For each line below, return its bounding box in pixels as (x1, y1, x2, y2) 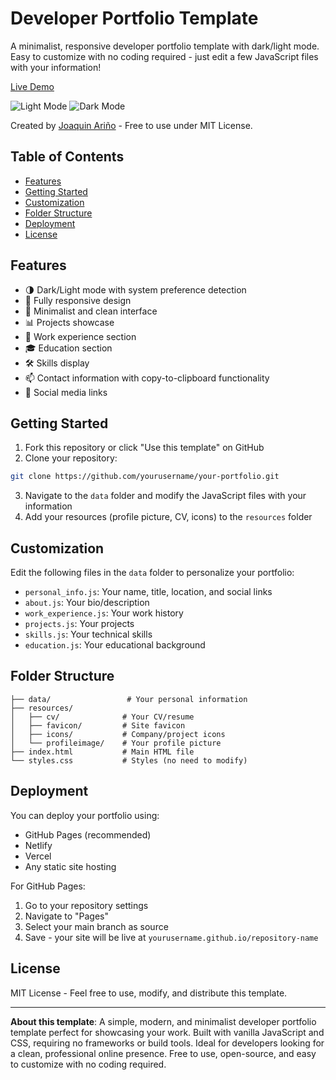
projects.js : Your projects (24, 618, 135, 630)
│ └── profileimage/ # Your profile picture (10, 738, 222, 748)
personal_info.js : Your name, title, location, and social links (24, 586, 273, 598)
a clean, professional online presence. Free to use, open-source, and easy (10, 1047, 317, 1059)
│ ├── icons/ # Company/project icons (10, 729, 226, 739)
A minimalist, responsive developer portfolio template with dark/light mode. (10, 40, 320, 52)
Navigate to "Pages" (24, 910, 110, 922)
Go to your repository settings (24, 899, 149, 911)
